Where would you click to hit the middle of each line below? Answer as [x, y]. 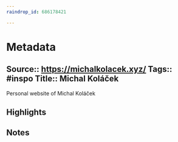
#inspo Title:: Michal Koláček [63, 79]
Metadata [31, 47]
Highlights [26, 112]
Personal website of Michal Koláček [51, 93]
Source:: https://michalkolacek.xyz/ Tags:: [89, 69]
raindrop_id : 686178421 [36, 12]
